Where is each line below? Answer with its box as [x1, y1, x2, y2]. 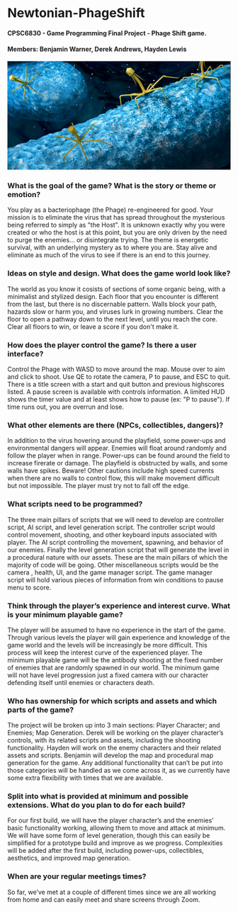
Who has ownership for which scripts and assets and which [7, 696, 217, 706]
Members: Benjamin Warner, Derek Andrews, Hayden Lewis [7, 45, 187, 54]
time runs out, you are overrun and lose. [7, 402, 125, 411]
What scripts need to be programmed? [7, 499, 143, 509]
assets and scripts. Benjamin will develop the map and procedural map [7, 751, 214, 759]
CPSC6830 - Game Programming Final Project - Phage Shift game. [7, 28, 207, 37]
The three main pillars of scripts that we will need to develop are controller [7, 515, 225, 524]
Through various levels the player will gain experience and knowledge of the [7, 633, 230, 642]
